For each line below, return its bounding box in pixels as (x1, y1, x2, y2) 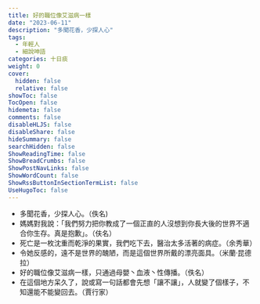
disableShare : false (8, 128, 76, 136)
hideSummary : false (8, 135, 72, 143)
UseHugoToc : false (8, 186, 68, 194)
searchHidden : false (8, 143, 76, 150)
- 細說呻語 (15, 48, 46, 56)
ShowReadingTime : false (8, 150, 86, 157)
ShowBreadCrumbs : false (8, 157, 86, 165)
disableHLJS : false (8, 121, 72, 128)
